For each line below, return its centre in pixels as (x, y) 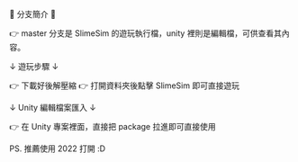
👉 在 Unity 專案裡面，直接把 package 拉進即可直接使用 (113, 126)
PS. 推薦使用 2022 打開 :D (58, 148)
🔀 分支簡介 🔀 (33, 14)
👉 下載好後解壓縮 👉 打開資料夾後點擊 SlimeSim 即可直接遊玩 (125, 85)
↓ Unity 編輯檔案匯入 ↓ (53, 108)
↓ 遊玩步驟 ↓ (34, 66)
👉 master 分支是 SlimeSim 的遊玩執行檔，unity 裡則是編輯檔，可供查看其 (145, 33)
